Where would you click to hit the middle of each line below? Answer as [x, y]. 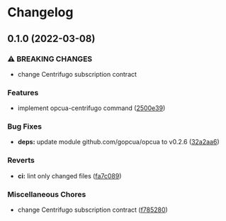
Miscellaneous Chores [47, 194]
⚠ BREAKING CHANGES [50, 59]
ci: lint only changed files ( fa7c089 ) [69, 176]
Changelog [40, 12]
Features [23, 92]
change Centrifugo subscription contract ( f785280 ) [92, 210]
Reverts [21, 161]
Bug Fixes [25, 126]
